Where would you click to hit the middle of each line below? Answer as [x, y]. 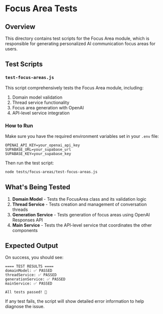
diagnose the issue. [25, 307]
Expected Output [32, 246]
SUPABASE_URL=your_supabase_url [38, 149]
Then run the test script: [29, 163]
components [25, 230]
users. [12, 49]
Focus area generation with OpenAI [48, 107]
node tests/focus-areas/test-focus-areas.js [51, 172]
